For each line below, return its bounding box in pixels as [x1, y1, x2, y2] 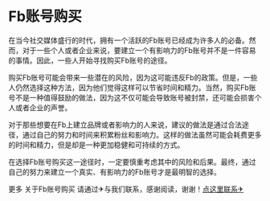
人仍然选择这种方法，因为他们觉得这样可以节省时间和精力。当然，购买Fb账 [8, 82, 256, 92]
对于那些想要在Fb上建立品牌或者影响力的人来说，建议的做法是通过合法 [8, 120, 243, 129]
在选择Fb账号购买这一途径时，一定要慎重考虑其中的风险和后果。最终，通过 [8, 157, 256, 166]
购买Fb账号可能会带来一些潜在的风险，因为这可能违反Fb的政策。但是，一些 [8, 72, 258, 82]
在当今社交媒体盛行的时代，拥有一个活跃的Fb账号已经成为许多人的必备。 [8, 35, 249, 45]
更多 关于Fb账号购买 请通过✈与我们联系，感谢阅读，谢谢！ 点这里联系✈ [8, 184, 244, 194]
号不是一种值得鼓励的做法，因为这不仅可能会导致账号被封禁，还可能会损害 [8, 92, 255, 102]
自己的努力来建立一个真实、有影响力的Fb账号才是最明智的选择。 [8, 166, 221, 177]
